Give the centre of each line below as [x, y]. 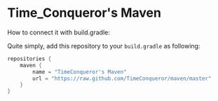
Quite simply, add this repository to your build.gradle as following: [104, 46]
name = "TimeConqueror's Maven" [80, 72]
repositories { [29, 59]
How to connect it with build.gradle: [59, 32]
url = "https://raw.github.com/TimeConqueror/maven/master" [122, 79]
